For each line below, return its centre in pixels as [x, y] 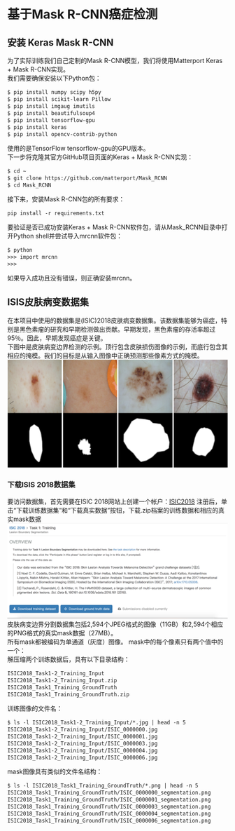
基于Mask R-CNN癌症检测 [83, 14]
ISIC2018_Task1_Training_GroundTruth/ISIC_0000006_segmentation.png [109, 821]
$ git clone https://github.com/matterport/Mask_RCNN [87, 178]
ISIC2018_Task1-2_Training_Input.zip [62, 681]
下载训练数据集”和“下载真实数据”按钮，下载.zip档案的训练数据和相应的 [117, 510]
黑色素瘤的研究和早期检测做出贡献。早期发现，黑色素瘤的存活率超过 [117, 329]
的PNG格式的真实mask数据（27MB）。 [62, 633]
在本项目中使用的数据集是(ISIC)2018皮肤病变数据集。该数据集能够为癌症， [114, 320]
